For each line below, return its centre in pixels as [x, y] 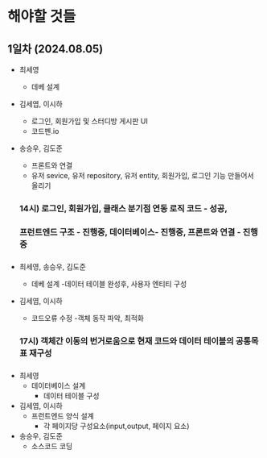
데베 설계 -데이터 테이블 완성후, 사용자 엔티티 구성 [109, 284]
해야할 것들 [42, 17]
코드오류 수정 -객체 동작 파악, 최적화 [87, 318]
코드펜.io [45, 131]
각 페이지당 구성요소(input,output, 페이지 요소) [116, 426]
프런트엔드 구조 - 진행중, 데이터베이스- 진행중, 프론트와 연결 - [130, 232]
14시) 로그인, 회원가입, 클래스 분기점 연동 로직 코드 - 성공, [123, 208]
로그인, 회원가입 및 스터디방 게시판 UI [89, 121]
